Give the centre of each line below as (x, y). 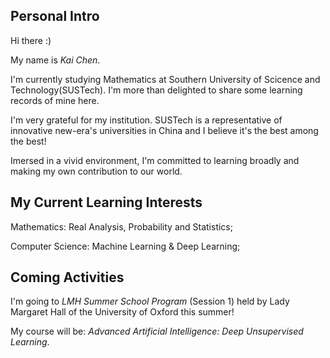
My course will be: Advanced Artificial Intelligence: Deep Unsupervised (157, 331)
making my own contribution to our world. (96, 171)
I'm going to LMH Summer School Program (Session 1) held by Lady (150, 301)
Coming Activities (67, 277)
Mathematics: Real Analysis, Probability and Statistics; (121, 226)
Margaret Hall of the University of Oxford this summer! (122, 312)
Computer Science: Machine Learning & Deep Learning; (125, 246)
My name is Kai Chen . (55, 60)
